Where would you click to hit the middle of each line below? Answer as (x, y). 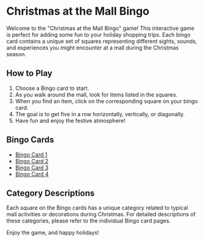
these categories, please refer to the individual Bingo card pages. (89, 221)
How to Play (30, 74)
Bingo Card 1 (31, 155)
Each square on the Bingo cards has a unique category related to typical (97, 208)
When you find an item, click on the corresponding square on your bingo (107, 101)
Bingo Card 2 (32, 161)
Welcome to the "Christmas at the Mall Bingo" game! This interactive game (100, 28)
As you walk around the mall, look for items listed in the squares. (96, 94)
